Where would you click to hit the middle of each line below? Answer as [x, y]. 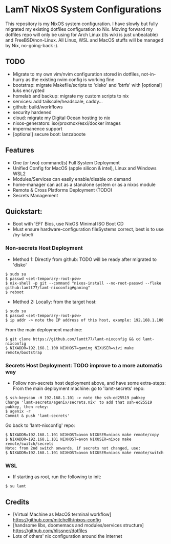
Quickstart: [24, 211]
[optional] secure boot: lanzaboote [49, 134]
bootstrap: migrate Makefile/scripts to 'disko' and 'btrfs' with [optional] [87, 85]
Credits [17, 502]
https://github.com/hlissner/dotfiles [50, 531]
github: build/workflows [38, 107]
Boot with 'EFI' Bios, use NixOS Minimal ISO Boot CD [68, 224]
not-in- [148, 74]
